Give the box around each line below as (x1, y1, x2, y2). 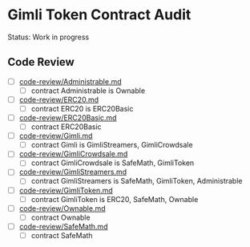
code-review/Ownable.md (18, 203, 106, 213)
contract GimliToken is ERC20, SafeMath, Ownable (30, 194, 199, 204)
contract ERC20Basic (30, 122, 102, 132)
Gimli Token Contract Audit (7, 6, 192, 24)
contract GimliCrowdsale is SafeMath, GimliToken (30, 158, 195, 168)
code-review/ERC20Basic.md (18, 113, 117, 122)
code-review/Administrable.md (18, 76, 122, 86)
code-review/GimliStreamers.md (18, 167, 127, 177)
